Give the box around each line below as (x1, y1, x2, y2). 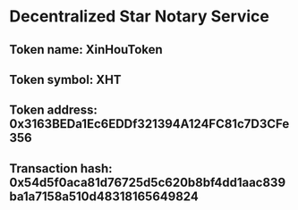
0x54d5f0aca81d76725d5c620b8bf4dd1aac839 (9, 174, 286, 189)
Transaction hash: (9, 161, 114, 176)
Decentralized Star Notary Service (9, 6, 270, 27)
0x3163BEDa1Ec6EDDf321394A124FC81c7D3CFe (9, 116, 290, 131)
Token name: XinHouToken (9, 42, 163, 57)
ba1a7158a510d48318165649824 (9, 189, 199, 204)
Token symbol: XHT (9, 71, 123, 87)
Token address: (9, 103, 98, 118)
